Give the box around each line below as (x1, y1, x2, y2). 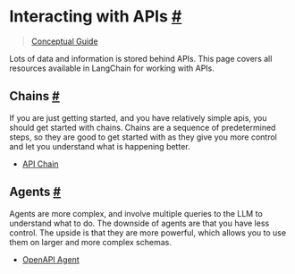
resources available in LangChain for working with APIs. (9, 63, 215, 73)
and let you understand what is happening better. (9, 141, 190, 151)
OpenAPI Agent (21, 253, 80, 265)
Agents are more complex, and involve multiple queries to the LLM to (9, 208, 264, 218)
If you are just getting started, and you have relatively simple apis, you (9, 112, 267, 123)
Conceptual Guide (30, 36, 98, 47)
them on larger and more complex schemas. (9, 236, 172, 247)
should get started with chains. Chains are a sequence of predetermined (9, 122, 276, 133)
